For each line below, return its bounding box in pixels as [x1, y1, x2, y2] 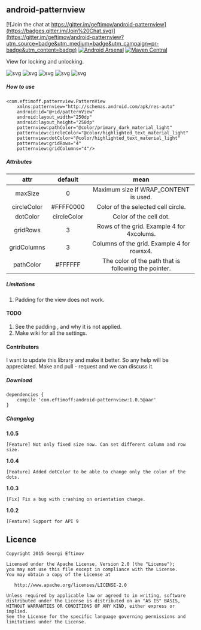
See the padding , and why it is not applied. [14, 323, 122, 330]
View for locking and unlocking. [6, 58, 84, 65]
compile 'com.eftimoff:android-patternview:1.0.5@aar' [17, 397, 157, 403]
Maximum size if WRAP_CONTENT [92, 185, 190, 194]
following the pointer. [111, 264, 172, 272]
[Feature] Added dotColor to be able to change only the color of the [6, 469, 186, 475]
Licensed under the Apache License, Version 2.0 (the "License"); [6, 561, 175, 567]
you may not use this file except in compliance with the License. [6, 566, 178, 572]
